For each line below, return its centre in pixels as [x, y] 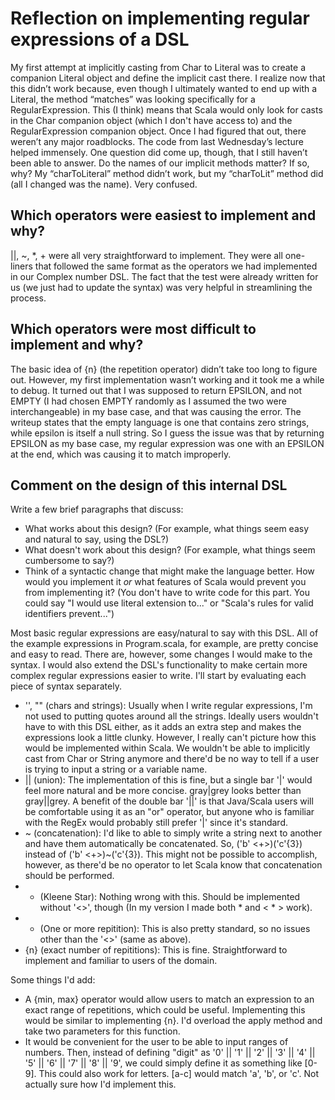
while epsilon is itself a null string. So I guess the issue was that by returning [167, 433]
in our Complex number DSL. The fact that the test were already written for [164, 276]
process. [28, 298]
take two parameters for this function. [102, 1031]
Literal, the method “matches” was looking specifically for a [133, 99]
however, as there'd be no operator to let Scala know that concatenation [173, 865]
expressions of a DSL [100, 39]
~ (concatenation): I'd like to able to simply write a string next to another [173, 833]
